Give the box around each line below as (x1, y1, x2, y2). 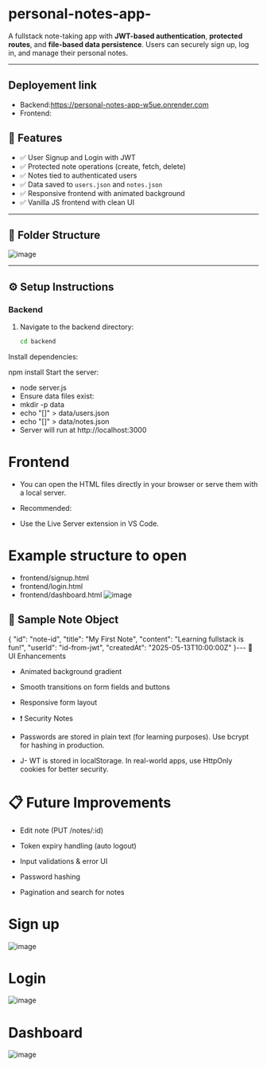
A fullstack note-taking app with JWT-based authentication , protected (8, 31, 243, 41)
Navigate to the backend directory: (19, 322, 134, 331)
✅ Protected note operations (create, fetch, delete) (19, 161, 187, 171)
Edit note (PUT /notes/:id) (19, 826, 104, 835)
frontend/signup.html (19, 573, 90, 583)
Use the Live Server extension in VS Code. (19, 519, 159, 528)
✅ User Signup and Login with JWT (19, 152, 137, 162)
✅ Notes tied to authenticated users (19, 171, 137, 180)
